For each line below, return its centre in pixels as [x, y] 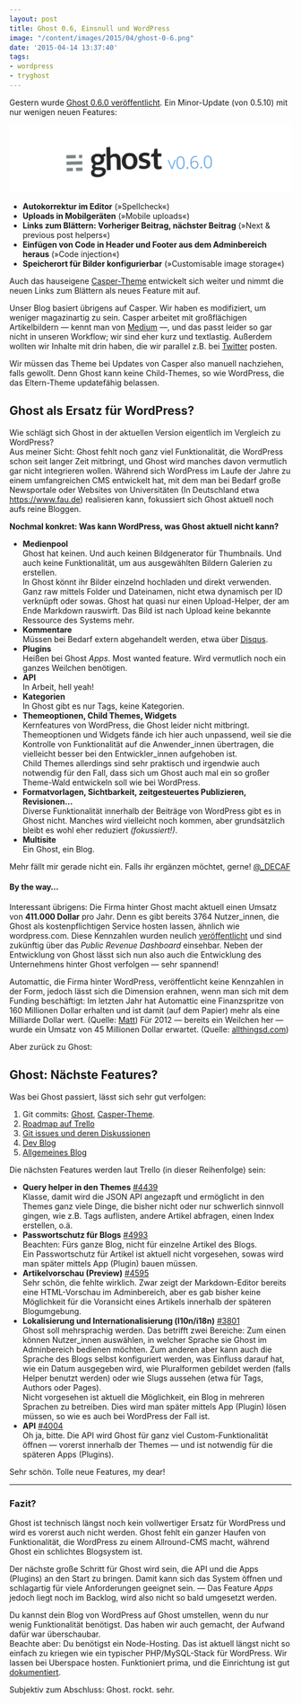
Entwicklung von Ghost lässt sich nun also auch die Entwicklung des [135, 954]
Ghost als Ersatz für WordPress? [102, 411]
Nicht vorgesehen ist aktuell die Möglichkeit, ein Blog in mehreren [143, 1397]
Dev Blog [39, 1143]
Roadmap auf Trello [59, 1124]
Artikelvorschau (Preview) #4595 [86, 1273]
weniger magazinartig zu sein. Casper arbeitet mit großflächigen [128, 317]
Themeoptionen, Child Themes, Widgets [99, 715]
